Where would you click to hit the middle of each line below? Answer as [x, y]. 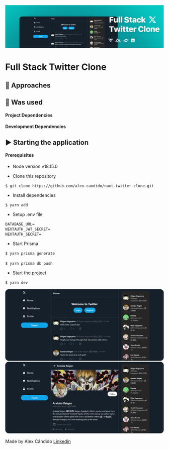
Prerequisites [20, 155]
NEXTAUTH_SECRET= [23, 235]
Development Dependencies [36, 127]
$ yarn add [17, 205]
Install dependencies [34, 195]
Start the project [29, 273]
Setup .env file [27, 214]
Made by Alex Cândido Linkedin [38, 441]
